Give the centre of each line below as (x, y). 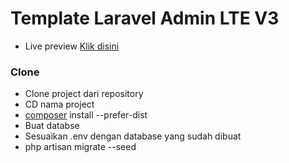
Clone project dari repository (84, 94)
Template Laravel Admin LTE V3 (145, 18)
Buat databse (52, 126)
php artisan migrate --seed (80, 147)
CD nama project (59, 104)
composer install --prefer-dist (86, 115)
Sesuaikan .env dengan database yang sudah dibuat (133, 136)
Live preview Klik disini (72, 46)
